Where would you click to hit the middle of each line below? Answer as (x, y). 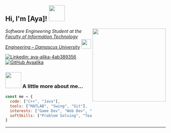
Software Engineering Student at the (44, 31)
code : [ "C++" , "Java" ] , (35, 101)
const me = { (19, 97)
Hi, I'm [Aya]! (26, 19)
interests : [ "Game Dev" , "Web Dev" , (49, 111)
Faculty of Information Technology (41, 37)
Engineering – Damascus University (43, 47)
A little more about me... (53, 86)
